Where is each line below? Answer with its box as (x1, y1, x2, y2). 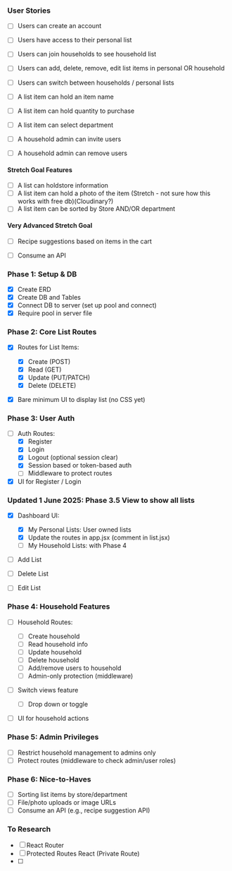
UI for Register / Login (17, 477, 82, 485)
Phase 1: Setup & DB (7, 269, 77, 279)
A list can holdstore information (17, 181, 109, 190)
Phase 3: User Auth (7, 413, 75, 423)
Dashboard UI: (17, 511, 60, 520)
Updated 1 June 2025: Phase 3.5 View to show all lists (7, 495, 195, 505)
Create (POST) (27, 357, 71, 365)
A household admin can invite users (17, 135, 122, 143)
